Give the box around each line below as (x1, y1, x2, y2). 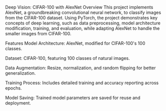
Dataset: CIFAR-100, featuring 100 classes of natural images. (5, 55, 130, 61)
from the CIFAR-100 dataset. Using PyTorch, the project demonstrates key (5, 15, 158, 20)
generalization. (5, 70, 36, 76)
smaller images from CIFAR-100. (5, 31, 71, 36)
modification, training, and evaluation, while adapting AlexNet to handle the (5, 25, 160, 31)
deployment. (5, 100, 31, 106)
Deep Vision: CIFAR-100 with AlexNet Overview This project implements (5, 4, 153, 10)
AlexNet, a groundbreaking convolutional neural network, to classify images (5, 9, 161, 15)
